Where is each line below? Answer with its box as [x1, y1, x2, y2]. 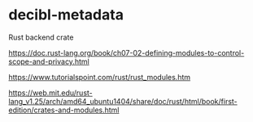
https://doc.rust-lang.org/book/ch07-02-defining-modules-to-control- [8, 48, 245, 57]
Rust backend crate [8, 32, 74, 42]
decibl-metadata [8, 6, 124, 24]
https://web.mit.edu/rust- [8, 87, 94, 98]
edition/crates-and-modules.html [8, 105, 120, 115]
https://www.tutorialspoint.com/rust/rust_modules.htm [8, 72, 191, 82]
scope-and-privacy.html [8, 57, 89, 66]
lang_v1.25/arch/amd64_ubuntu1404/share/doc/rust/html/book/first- [8, 96, 238, 106]
